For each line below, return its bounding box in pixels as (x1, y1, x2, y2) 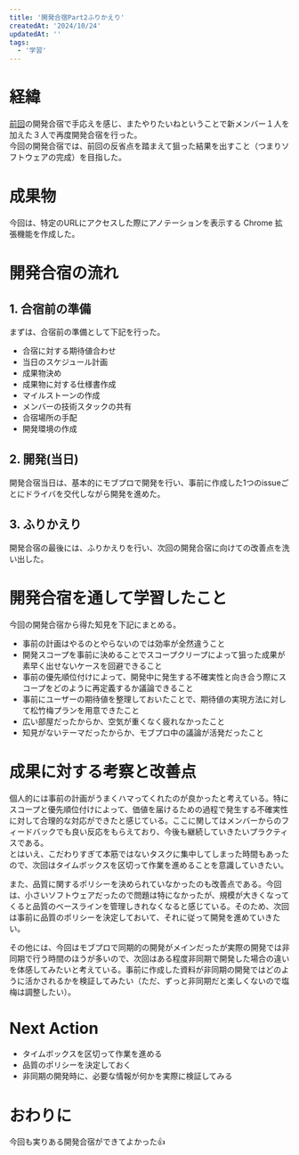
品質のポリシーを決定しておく (21, 1060, 132, 1070)
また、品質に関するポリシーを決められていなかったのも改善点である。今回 (9, 878, 282, 889)
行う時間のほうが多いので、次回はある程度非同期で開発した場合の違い (32, 953, 290, 964)
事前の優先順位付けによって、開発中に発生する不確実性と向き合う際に (21, 671, 279, 682)
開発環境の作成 (21, 424, 77, 434)
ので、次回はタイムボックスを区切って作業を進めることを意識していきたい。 (9, 859, 289, 870)
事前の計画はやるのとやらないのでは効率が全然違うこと (21, 638, 225, 648)
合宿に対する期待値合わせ (21, 346, 117, 356)
